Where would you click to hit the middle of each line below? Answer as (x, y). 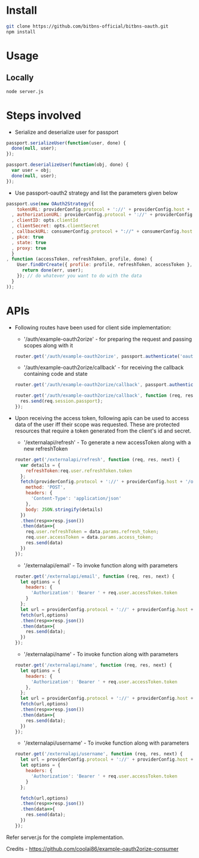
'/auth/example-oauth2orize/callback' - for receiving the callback (104, 368)
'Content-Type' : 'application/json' (76, 499)
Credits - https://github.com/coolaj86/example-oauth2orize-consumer (92, 848)
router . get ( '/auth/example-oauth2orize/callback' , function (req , (99, 396)
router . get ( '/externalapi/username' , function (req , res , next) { (99, 754)
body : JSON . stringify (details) (64, 510)
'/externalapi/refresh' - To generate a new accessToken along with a (107, 442)
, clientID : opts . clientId (45, 220)
